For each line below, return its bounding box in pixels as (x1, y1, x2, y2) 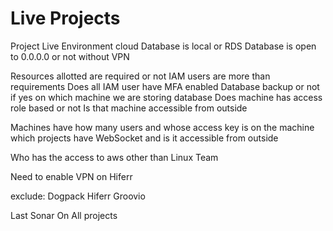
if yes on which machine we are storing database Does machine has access (10, 91, 323, 103)
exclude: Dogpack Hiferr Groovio (10, 190, 146, 202)
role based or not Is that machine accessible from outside (10, 102, 248, 114)
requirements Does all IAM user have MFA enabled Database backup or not (10, 80, 320, 92)
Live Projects (10, 7, 121, 30)
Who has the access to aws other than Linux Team (10, 151, 219, 163)
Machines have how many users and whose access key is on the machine (10, 121, 315, 133)
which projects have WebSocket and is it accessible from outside (10, 132, 279, 144)
